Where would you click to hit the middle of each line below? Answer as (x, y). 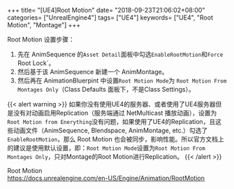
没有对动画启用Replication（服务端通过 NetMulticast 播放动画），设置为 (115, 113)
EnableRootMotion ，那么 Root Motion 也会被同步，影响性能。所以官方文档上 (116, 139)
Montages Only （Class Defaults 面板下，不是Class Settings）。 (106, 89)
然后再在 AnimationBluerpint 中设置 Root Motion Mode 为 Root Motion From (122, 80)
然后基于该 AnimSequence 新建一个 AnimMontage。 (93, 72)
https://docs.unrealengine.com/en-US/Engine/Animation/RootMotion (106, 178)
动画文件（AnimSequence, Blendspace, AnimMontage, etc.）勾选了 (110, 130)
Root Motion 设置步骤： (41, 39)
